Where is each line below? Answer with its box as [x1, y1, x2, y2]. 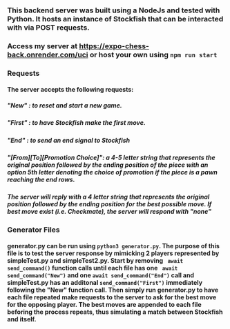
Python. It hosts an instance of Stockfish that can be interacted [7, 14, 224, 23]
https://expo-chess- [79, 41, 150, 50]
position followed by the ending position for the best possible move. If [7, 200, 212, 208]
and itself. [7, 315, 37, 323]
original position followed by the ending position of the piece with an [7, 161, 209, 169]
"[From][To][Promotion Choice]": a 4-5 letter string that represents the [7, 154, 215, 162]
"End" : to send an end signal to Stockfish [7, 136, 131, 144]
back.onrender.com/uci [7, 50, 88, 59]
